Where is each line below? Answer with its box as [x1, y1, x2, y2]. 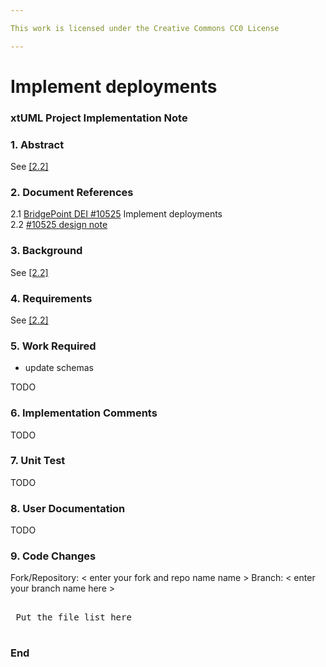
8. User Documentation [10, 501, 126, 515]
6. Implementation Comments [10, 406, 158, 420]
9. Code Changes [10, 549, 97, 563]
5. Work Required [10, 339, 97, 353]
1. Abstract [10, 137, 65, 151]
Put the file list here [15, 612, 132, 623]
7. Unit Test [10, 454, 66, 468]
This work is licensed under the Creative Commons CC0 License [10, 23, 280, 33]
